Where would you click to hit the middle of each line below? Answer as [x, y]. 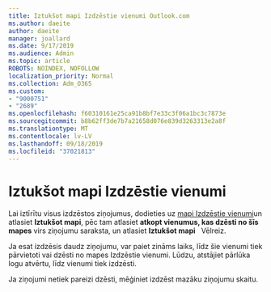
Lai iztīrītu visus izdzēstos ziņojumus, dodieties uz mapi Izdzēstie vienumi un [135, 214]
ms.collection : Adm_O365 [50, 83]
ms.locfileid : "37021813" [52, 151]
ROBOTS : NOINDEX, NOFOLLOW [54, 69]
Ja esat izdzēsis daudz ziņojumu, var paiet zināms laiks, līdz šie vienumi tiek [135, 247]
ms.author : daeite [39, 23]
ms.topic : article [39, 61]
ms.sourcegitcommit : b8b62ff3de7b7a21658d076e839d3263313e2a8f [117, 121]
